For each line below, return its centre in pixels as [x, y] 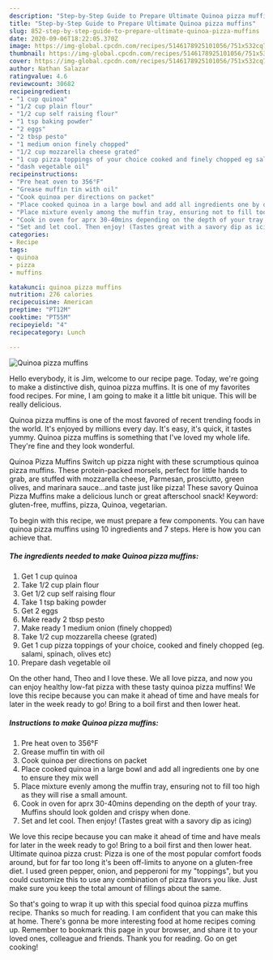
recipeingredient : [40, 91]
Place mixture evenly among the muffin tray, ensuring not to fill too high [140, 786]
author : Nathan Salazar [49, 69]
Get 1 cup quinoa [49, 576]
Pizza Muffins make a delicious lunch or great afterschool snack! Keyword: [134, 496]
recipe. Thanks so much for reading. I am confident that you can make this [133, 913]
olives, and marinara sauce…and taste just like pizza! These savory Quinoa [134, 487]
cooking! [24, 947]
